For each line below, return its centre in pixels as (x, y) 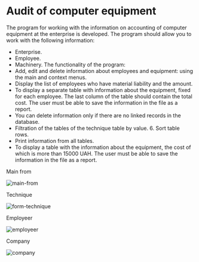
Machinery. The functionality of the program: (70, 65)
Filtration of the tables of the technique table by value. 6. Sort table (97, 128)
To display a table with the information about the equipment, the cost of (103, 147)
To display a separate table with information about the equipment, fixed (103, 90)
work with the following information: (50, 40)
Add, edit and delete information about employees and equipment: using (104, 71)
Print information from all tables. (54, 141)
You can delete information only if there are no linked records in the (98, 115)
